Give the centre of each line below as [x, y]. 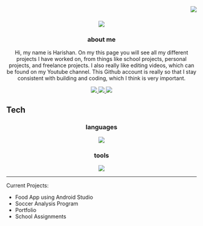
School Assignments [40, 216]
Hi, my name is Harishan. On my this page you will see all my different [101, 53]
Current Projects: [27, 186]
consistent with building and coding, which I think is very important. [101, 79]
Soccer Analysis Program [47, 204]
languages [101, 127]
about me [101, 40]
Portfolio [26, 210]
